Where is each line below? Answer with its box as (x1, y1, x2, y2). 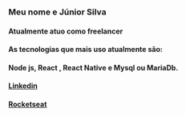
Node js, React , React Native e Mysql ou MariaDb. (8, 62, 179, 72)
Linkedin (8, 81, 38, 90)
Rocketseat (8, 99, 47, 109)
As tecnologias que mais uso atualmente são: (8, 45, 163, 54)
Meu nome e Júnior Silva (8, 6, 107, 18)
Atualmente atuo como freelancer (8, 26, 123, 36)
